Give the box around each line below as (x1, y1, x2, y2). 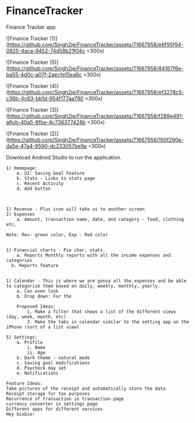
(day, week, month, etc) (6, 313, 67, 320)
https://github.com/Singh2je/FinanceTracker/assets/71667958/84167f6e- (8, 64, 184, 71)
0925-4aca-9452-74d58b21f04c (6, 47, 86, 54)
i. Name (27, 344, 46, 350)
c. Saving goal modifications (16, 360, 90, 366)
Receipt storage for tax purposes (6, 391, 90, 397)
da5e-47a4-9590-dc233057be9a (6, 142, 87, 149)
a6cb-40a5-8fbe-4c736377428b (6, 118, 86, 125)
